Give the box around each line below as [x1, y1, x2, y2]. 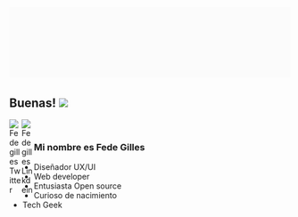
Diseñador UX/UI [34, 161, 96, 172]
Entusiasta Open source [34, 181, 122, 191]
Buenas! [9, 95, 56, 110]
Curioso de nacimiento [34, 189, 118, 200]
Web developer [34, 171, 90, 181]
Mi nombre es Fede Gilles [34, 141, 145, 154]
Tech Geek [21, 199, 62, 210]
